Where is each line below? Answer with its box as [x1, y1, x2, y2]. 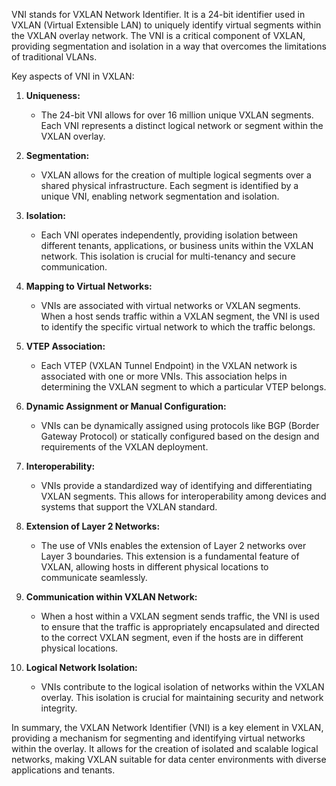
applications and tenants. [11, 764, 116, 776]
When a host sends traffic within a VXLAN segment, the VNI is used [40, 310, 320, 322]
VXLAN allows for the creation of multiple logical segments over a [40, 169, 312, 181]
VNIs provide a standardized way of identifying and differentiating [40, 480, 313, 491]
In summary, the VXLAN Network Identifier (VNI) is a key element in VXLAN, [11, 722, 324, 733]
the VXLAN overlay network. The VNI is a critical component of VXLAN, [11, 30, 306, 41]
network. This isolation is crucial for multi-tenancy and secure [40, 250, 296, 262]
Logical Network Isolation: [25, 662, 138, 673]
